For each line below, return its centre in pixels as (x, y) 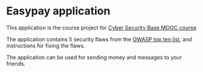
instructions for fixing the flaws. (46, 46)
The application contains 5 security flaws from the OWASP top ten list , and (99, 39)
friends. (16, 64)
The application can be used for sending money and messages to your (94, 57)
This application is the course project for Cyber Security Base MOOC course (101, 28)
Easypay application (58, 11)
